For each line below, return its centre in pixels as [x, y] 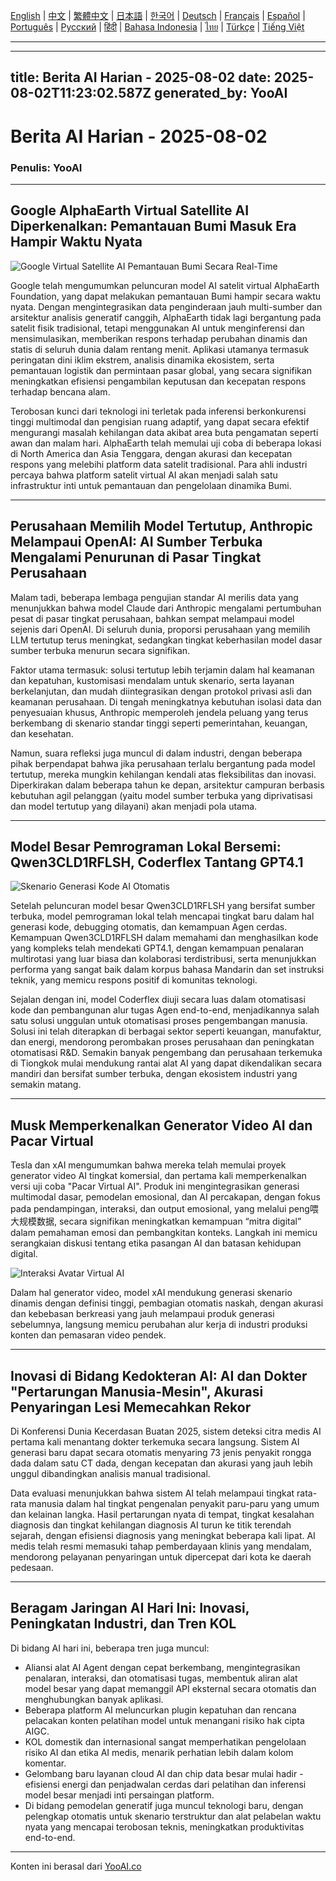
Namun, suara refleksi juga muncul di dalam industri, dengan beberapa [156, 753]
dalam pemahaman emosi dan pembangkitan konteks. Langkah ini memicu [164, 1233]
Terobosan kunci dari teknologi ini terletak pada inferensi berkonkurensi [158, 411]
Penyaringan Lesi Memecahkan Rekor [131, 1407]
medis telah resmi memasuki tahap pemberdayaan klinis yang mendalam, [161, 1546]
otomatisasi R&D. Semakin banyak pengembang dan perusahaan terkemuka [166, 1053]
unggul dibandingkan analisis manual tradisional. [110, 1473]
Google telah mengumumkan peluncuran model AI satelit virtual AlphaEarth [165, 285]
